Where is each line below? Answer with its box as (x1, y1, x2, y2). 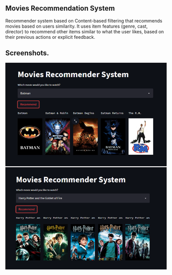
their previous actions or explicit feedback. (5, 34, 96, 40)
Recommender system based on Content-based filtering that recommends (5, 17, 163, 24)
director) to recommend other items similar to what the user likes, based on (5, 28, 164, 35)
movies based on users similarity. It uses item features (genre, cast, (5, 23, 148, 29)
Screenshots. (5, 49, 50, 58)
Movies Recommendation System (5, 4, 115, 13)
